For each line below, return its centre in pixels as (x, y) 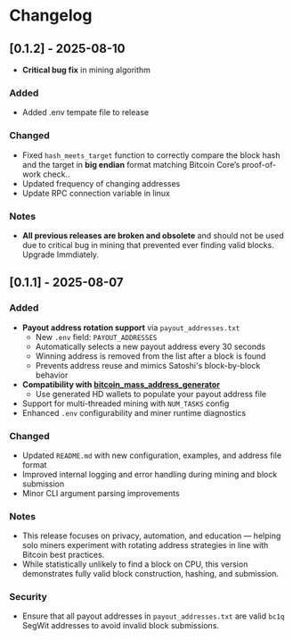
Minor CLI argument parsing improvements (101, 493)
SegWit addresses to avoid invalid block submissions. (121, 626)
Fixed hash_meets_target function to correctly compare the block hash (151, 155)
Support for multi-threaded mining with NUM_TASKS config (126, 403)
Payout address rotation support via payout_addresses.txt (131, 328)
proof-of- (259, 164)
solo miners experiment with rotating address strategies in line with (145, 545)
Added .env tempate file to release (85, 112)
